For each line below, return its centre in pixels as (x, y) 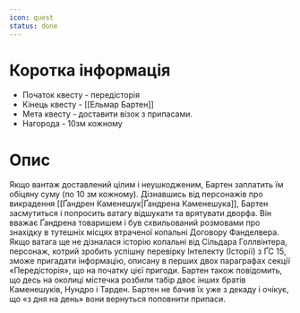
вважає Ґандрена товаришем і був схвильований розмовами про (135, 223)
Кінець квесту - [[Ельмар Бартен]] (88, 105)
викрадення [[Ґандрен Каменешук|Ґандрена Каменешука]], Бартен (139, 204)
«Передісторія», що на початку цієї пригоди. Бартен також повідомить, (146, 271)
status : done (34, 26)
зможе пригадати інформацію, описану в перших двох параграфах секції (150, 261)
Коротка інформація (90, 70)
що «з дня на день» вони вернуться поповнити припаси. (117, 299)
